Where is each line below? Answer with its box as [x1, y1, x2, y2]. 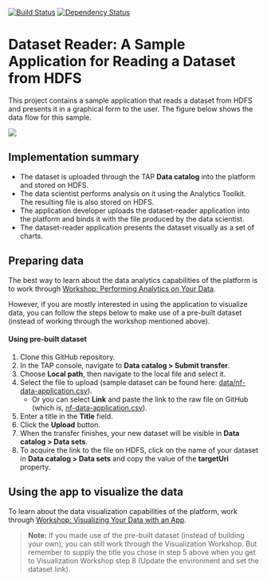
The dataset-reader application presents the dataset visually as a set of [19, 222, 255, 232]
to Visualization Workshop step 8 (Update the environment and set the [27, 555, 259, 565]
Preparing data [8, 254, 84, 268]
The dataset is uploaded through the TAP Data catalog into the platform [19, 171, 256, 181]
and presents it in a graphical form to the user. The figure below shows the [8, 104, 253, 113]
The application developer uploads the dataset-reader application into [19, 206, 250, 215]
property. [19, 462, 51, 472]
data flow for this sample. [8, 112, 92, 122]
